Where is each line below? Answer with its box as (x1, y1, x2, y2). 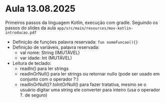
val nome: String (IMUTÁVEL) (19, 49, 80, 55)
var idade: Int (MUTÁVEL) (19, 54, 72, 60)
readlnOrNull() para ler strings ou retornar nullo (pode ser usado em (19, 70, 160, 76)
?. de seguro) (19, 92, 47, 98)
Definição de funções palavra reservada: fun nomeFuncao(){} (12, 38, 138, 45)
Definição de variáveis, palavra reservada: (12, 44, 99, 50)
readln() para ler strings (19, 65, 69, 71)
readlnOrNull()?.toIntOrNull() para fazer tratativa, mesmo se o (19, 81, 146, 87)
